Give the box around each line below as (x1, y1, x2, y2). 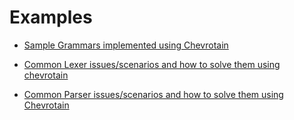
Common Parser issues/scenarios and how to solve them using (23, 88, 284, 100)
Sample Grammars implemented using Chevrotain (23, 39, 229, 51)
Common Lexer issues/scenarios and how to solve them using (23, 58, 281, 70)
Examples (9, 6, 93, 29)
